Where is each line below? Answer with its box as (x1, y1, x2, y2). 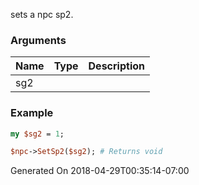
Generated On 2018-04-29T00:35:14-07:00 (10, 165, 190, 177)
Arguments (10, 33, 67, 47)
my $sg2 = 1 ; (10, 129, 65, 139)
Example (10, 106, 54, 120)
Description (88, 59, 145, 73)
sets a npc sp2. (10, 9, 74, 20)
